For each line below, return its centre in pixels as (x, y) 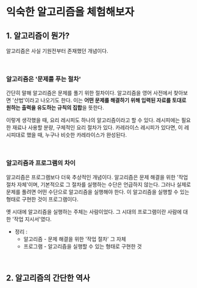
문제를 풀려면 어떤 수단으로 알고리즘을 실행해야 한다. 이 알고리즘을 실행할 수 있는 (98, 191)
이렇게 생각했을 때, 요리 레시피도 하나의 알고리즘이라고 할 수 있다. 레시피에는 (93, 120)
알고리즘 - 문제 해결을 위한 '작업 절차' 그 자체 (75, 239)
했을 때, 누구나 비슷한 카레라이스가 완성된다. (76, 135)
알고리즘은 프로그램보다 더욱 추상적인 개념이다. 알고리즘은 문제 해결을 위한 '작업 (97, 177)
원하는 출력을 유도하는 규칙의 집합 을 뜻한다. (55, 108)
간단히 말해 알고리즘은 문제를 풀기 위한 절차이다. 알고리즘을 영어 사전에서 (89, 93)
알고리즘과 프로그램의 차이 (41, 163)
